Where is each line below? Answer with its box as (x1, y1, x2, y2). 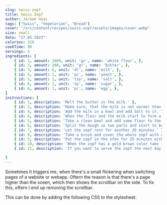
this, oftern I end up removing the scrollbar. (5, 185, 93, 191)
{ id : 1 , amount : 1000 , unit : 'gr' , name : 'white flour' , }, (14, 58, 144, 63)
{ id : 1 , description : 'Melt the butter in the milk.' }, (14, 100, 137, 105)
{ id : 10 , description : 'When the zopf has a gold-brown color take (14, 141, 159, 147)
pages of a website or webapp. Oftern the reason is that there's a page (5, 174, 151, 180)
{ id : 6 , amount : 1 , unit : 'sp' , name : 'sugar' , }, (14, 81, 123, 86)
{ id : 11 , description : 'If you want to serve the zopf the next (14, 146, 153, 151)
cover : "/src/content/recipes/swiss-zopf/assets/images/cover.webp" (5, 26, 150, 31)
